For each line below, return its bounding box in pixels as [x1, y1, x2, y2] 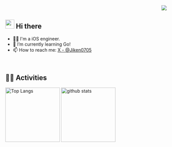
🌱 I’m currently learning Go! [12, 41, 71, 47]
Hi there [15, 22, 42, 31]
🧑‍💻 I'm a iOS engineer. [12, 35, 60, 41]
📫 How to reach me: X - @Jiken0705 [12, 47, 92, 53]
